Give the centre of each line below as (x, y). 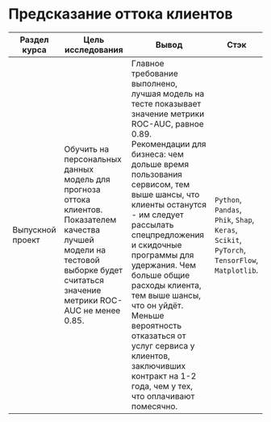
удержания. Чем (164, 265)
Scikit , (228, 240)
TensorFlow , (237, 260)
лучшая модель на (168, 94)
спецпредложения (168, 235)
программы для (163, 255)
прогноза (82, 189)
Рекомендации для (169, 144)
